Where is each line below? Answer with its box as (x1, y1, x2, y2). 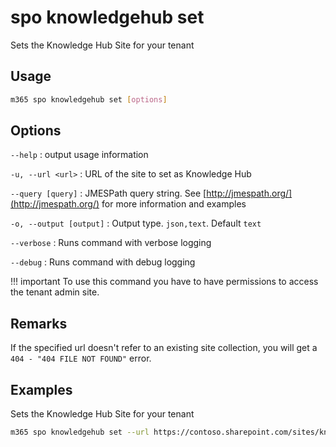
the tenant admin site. (10, 286, 100, 298)
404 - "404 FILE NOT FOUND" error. (10, 352, 152, 365)
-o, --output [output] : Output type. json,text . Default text (10, 217, 262, 230)
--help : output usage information (10, 149, 149, 161)
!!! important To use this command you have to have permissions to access (10, 276, 319, 288)
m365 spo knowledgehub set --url (10, 427, 150, 438)
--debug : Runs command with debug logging (10, 256, 196, 268)
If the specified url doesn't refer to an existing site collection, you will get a (10, 342, 318, 354)
